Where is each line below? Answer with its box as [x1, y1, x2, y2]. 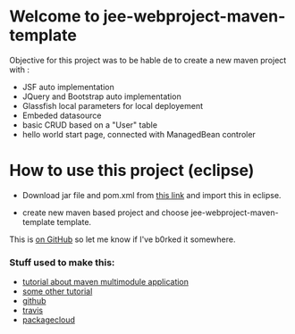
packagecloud [21, 314, 76, 325]
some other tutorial [21, 286, 93, 296]
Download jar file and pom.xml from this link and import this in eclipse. [21, 189, 282, 200]
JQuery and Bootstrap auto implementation [21, 91, 181, 102]
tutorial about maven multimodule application [21, 277, 190, 288]
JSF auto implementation [21, 81, 114, 92]
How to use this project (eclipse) [9, 161, 255, 180]
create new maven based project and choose [21, 207, 190, 218]
